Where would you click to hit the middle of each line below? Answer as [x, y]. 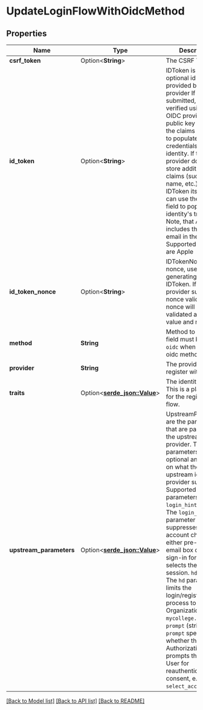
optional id [181, 78]
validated [179, 314]
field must [180, 339]
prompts [178, 656]
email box [179, 550]
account [177, 535]
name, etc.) [182, 184]
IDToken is [181, 70]
